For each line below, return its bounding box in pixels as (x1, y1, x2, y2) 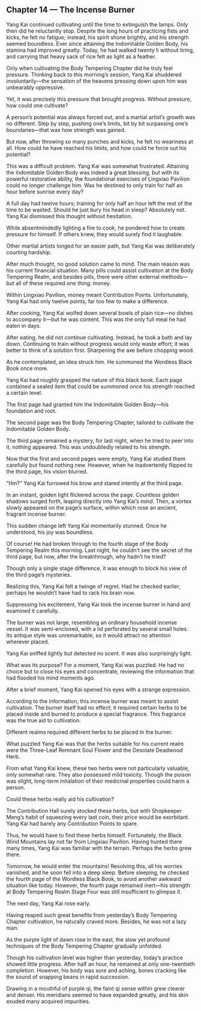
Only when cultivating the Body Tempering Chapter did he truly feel (6, 64, 173, 72)
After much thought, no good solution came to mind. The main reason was (6, 260, 190, 268)
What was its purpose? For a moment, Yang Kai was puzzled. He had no (6, 661, 184, 668)
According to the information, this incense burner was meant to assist (6, 697, 179, 704)
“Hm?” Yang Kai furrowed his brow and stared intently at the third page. (6, 479, 184, 487)
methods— (161, 273, 188, 280)
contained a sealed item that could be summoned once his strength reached (6, 383, 195, 390)
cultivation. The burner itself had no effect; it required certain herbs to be (6, 704, 187, 711)
